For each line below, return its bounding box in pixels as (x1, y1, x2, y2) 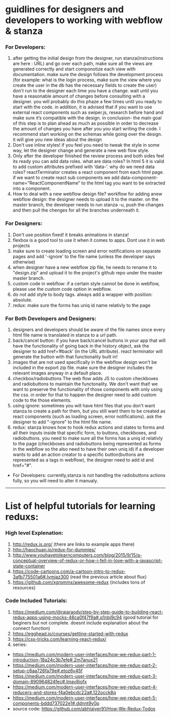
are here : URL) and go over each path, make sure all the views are (12, 60, 153, 67)
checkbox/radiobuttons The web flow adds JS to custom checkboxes (12, 376, 159, 382)
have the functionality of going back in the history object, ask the (12, 343, 149, 349)
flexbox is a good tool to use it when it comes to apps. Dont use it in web (12, 237, 165, 243)
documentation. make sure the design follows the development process (12, 72, 163, 78)
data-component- (120, 175, 158, 181)
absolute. (12, 296, 33, 303)
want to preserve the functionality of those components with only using (12, 386, 163, 392)
